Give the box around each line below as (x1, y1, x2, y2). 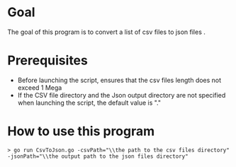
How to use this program (7, 123, 155, 139)
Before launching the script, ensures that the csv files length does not (17, 76, 222, 84)
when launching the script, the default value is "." (17, 98, 162, 107)
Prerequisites (7, 52, 89, 69)
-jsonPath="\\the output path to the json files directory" (7, 153, 189, 160)
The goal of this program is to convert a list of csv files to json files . (7, 28, 206, 36)
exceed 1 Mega (17, 83, 62, 92)
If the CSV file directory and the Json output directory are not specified (17, 91, 226, 99)
